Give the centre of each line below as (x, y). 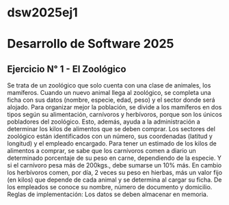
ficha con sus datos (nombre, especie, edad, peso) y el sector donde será (111, 100)
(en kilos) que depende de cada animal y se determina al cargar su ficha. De (114, 180)
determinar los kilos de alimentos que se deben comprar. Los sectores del (111, 129)
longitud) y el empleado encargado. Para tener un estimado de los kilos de (112, 143)
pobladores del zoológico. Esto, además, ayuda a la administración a (104, 122)
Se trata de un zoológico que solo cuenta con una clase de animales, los (109, 85)
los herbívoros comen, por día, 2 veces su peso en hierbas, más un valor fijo (115, 173)
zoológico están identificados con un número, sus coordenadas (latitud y (110, 136)
